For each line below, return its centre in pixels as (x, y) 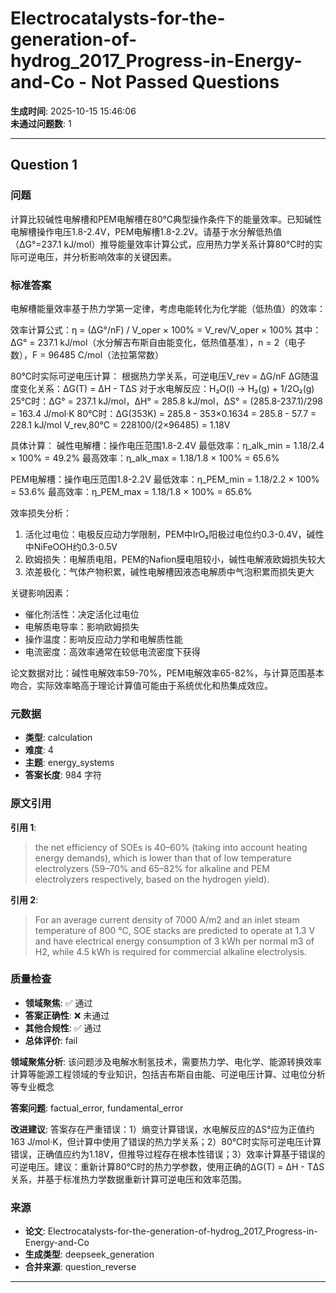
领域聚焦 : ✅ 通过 (58, 1003)
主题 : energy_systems (69, 763)
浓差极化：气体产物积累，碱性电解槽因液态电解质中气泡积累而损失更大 (169, 571)
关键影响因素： (41, 593)
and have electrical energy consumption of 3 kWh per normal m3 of (174, 941)
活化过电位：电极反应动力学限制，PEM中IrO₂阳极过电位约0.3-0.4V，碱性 (174, 534)
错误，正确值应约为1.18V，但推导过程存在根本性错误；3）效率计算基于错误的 (168, 1154)
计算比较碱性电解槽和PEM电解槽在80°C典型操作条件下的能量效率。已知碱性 (166, 219)
